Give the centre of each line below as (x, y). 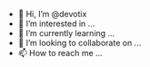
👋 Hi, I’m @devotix (52, 14)
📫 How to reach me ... (60, 53)
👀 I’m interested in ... (56, 24)
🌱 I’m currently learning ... (66, 33)
